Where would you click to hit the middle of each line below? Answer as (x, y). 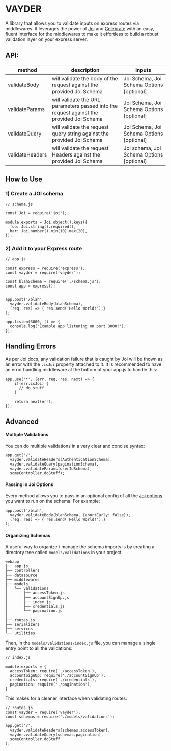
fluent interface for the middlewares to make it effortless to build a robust (82, 34)
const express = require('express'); (45, 268)
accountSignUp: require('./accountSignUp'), (58, 675)
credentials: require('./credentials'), (53, 680)
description (85, 70)
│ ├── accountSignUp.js (37, 597)
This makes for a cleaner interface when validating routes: (66, 698)
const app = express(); (31, 286)
